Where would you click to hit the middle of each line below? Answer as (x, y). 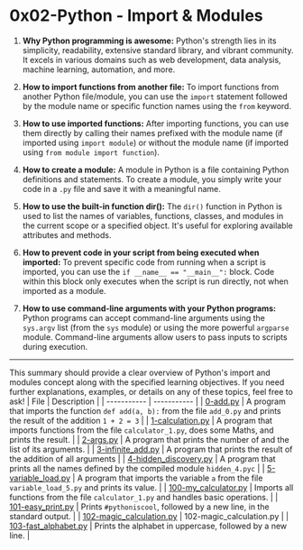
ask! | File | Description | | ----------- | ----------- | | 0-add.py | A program (147, 401)
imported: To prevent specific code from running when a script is (144, 261)
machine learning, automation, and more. (99, 69)
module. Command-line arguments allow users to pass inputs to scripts (155, 337)
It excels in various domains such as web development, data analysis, (151, 60)
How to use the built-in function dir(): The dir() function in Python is (152, 206)
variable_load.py (40, 478)
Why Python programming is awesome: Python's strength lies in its (149, 41)
